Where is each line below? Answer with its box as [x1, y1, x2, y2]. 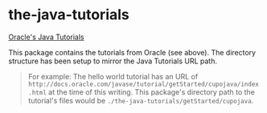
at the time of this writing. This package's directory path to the [47, 87, 256, 97]
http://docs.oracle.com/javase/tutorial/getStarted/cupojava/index [27, 80, 259, 88]
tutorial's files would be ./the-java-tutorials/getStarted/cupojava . [27, 95, 254, 105]
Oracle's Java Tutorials [8, 32, 84, 42]
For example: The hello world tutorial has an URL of [27, 71, 199, 81]
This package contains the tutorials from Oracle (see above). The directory [8, 47, 256, 57]
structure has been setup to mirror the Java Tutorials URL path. [8, 56, 218, 66]
